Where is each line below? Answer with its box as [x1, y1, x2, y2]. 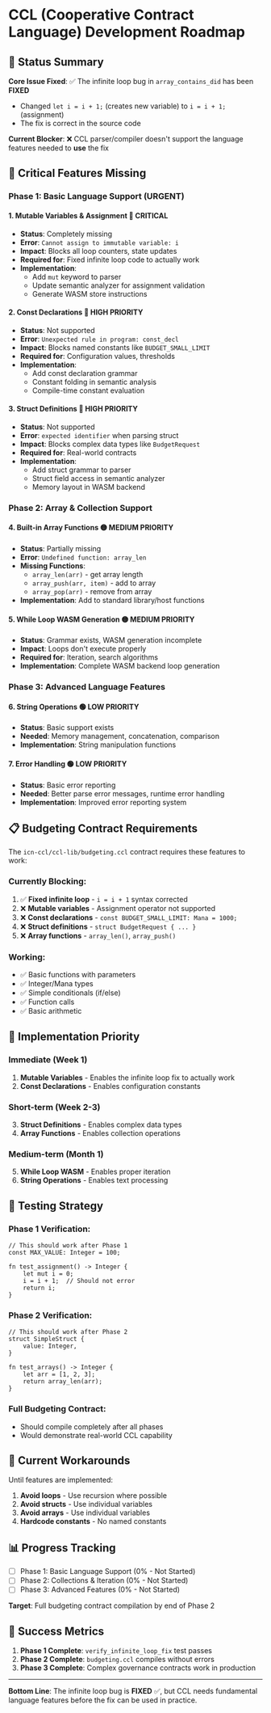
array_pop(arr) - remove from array [31, 587, 152, 597]
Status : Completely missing [19, 229, 113, 238]
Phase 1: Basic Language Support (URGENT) [8, 191, 185, 202]
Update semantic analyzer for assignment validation [31, 281, 206, 290]
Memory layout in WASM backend [31, 482, 145, 492]
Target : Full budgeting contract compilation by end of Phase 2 [8, 1601, 215, 1610]
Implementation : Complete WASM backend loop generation [19, 661, 220, 671]
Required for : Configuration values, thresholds [19, 351, 176, 361]
